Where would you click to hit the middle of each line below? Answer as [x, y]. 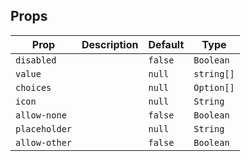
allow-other [44, 142]
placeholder [44, 128]
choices [33, 87]
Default [166, 44]
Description [110, 44]
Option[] [214, 87]
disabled [36, 60]
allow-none [41, 115]
